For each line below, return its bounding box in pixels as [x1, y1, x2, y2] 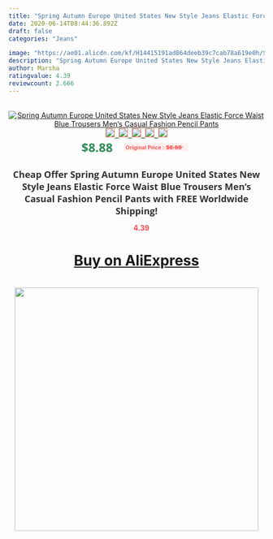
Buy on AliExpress [73, 252, 200, 270]
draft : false [8, 27, 53, 35]
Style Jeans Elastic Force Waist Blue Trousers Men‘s [21, 179, 252, 193]
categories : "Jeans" [8, 34, 79, 43]
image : [8, 50, 31, 58]
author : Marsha [8, 64, 60, 73]
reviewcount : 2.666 [8, 79, 75, 88]
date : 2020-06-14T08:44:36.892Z [8, 19, 118, 28]
